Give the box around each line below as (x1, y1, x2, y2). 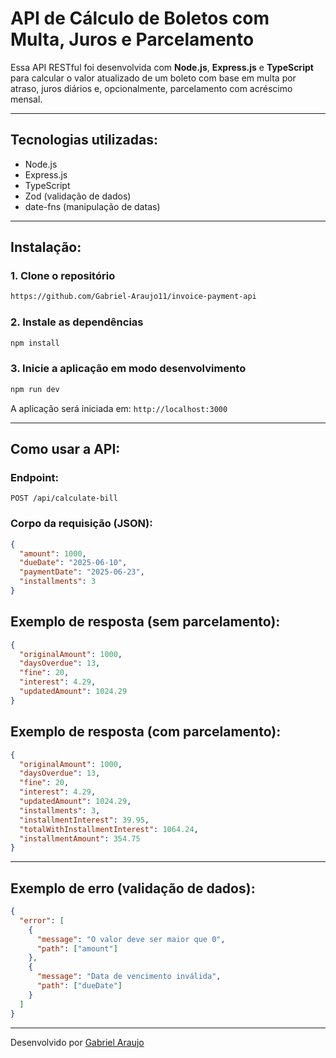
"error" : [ (19, 915, 65, 926)
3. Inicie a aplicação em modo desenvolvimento (10, 362, 247, 376)
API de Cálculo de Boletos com (10, 7, 270, 30)
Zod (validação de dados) (24, 190, 132, 202)
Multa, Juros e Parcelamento (10, 28, 255, 51)
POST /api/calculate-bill (10, 493, 118, 504)
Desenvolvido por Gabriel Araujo (10, 1036, 145, 1048)
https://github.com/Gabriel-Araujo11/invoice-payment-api (10, 292, 257, 302)
